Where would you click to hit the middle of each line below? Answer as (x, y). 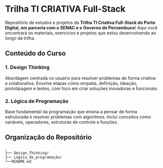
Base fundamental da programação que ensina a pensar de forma (71, 111)
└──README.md (18, 161)
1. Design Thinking (27, 67)
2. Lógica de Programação (37, 101)
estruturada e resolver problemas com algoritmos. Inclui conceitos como (78, 117)
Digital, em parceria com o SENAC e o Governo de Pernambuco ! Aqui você (81, 27)
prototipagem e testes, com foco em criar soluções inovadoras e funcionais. (82, 88)
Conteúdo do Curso (35, 53)
